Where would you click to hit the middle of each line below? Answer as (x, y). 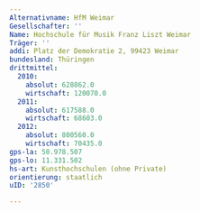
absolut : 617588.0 (60, 110)
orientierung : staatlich (56, 177)
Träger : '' (30, 43)
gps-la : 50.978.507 (46, 152)
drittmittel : (34, 69)
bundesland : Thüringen (52, 60)
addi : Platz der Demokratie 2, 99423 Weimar (94, 51)
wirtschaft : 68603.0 (64, 118)
